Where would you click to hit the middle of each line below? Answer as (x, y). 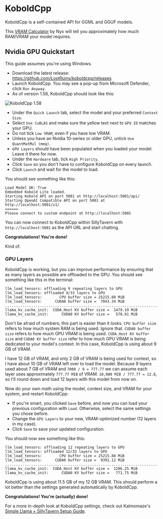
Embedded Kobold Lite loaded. (36, 192)
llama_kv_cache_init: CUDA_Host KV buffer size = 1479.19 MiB (71, 310)
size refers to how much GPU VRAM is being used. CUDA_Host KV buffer (77, 334)
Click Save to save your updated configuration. (58, 429)
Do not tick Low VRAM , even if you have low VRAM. (61, 133)
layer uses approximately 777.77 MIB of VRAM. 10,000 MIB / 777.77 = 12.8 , (81, 374)
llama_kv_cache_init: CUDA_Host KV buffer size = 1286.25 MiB (71, 469)
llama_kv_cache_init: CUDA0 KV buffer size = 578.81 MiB (71, 314)
